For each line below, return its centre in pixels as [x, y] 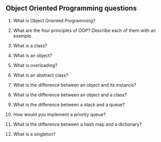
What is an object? [33, 55]
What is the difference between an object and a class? [70, 95]
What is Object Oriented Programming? [54, 20]
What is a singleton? [34, 134]
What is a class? [30, 46]
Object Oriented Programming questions [71, 8]
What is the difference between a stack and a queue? [69, 104]
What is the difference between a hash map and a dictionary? [77, 124]
